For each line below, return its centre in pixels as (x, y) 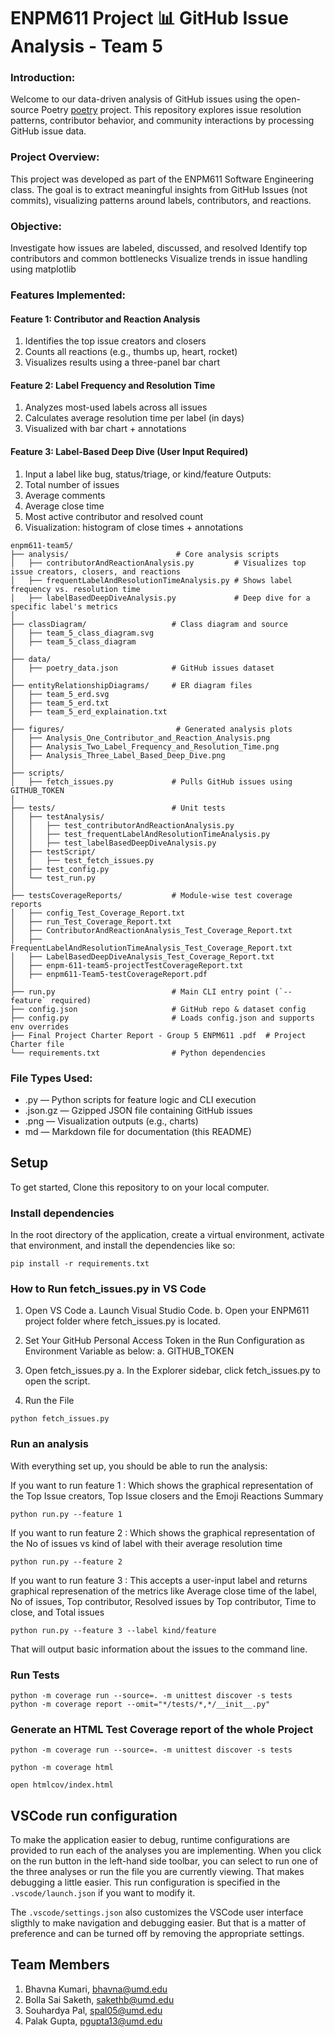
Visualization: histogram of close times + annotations (134, 527)
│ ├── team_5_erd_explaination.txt (89, 711)
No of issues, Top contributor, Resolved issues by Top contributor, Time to (163, 1601)
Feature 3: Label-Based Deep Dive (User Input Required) (129, 451)
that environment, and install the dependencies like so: (123, 1246)
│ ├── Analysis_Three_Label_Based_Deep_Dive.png (118, 755)
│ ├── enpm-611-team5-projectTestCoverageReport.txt (127, 965)
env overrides (40, 1026)
